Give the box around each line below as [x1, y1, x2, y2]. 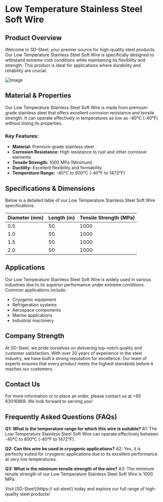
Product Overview [5, 34, 62, 42]
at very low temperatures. [5, 456, 57, 462]
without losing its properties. [5, 120, 63, 126]
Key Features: [5, 132, 39, 139]
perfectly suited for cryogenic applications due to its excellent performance [5, 451, 158, 457]
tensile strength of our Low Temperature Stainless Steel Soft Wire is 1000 [5, 471, 153, 477]
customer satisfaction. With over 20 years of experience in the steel [5, 350, 142, 356]
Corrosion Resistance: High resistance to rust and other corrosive [12, 149, 147, 155]
